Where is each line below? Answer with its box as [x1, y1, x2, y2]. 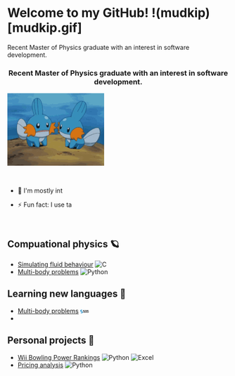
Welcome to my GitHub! [7, 5, 149, 21]
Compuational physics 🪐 [7, 238, 120, 250]
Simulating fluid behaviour [17, 260, 94, 268]
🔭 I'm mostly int [17, 186, 63, 195]
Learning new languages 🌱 [7, 288, 127, 300]
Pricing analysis [17, 361, 64, 369]
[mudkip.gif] [7, 20, 82, 36]
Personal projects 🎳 [7, 335, 95, 346]
